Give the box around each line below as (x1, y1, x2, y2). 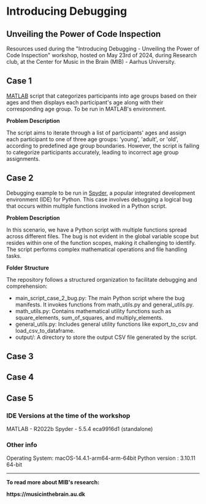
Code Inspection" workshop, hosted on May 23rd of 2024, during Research (6, 52, 197, 59)
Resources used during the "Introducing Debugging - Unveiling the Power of (6, 45, 200, 52)
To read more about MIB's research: (6, 479, 100, 486)
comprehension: (6, 282, 48, 290)
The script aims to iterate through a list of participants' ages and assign (6, 129, 187, 136)
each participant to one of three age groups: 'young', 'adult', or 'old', (6, 135, 179, 142)
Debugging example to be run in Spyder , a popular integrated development (6, 189, 195, 196)
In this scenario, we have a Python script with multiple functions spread (6, 226, 187, 233)
